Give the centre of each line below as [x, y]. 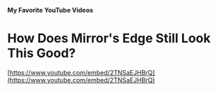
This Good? [42, 54]
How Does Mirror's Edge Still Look [109, 38]
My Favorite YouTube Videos [50, 10]
